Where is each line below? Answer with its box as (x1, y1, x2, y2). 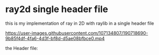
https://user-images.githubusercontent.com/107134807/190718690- (5, 30, 148, 36)
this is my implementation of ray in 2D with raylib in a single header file (5, 20, 154, 26)
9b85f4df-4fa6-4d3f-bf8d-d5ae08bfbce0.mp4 (5, 35, 105, 41)
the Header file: (5, 45, 38, 51)
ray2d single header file (5, 4, 108, 15)
